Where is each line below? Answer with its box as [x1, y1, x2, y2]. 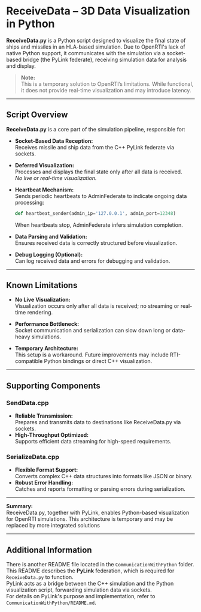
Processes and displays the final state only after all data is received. [14, 168, 182, 175]
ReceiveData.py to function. [6, 574, 74, 581]
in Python [6, 17, 55, 31]
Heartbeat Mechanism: [14, 186, 74, 193]
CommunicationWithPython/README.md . [6, 599, 97, 607]
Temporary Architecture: [14, 345, 79, 352]
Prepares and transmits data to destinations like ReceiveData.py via [14, 419, 181, 426]
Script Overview [6, 110, 68, 120]
